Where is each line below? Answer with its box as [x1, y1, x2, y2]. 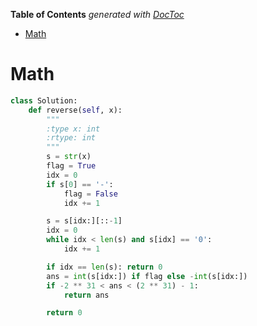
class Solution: [10, 95, 78, 106]
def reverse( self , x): [28, 105, 123, 115]
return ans [63, 290, 110, 300]
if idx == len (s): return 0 [46, 262, 163, 272]
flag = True [46, 161, 97, 171]
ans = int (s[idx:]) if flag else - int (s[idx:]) [46, 271, 248, 281]
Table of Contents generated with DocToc [10, 9, 185, 20]
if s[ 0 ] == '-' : [46, 179, 114, 189]
